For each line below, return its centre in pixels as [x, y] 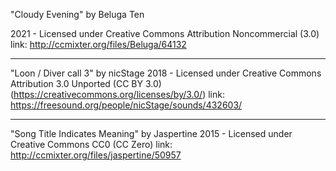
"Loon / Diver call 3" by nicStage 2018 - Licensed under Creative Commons [166, 73]
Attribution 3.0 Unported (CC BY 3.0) [86, 83]
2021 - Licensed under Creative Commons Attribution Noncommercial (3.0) [165, 33]
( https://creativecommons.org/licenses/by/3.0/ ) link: [117, 94]
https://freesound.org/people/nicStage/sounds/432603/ [126, 105]
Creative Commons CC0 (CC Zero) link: [91, 144]
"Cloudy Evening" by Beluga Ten [77, 14]
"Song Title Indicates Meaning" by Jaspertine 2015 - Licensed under [151, 133]
